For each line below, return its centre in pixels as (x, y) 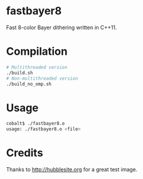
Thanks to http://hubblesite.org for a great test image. (72, 169)
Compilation (37, 51)
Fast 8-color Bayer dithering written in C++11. (61, 27)
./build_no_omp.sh (29, 84)
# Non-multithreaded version (42, 78)
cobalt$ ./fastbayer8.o (36, 124)
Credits (25, 153)
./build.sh (20, 73)
